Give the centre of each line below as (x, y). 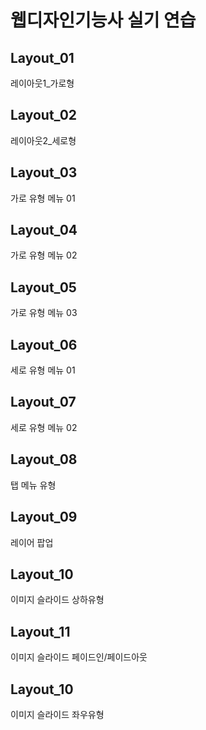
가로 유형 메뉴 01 (43, 198)
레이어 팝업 (32, 542)
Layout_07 (43, 402)
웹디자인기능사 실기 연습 (103, 20)
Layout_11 (40, 631)
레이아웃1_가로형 (42, 83)
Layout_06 (44, 344)
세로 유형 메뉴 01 (43, 370)
